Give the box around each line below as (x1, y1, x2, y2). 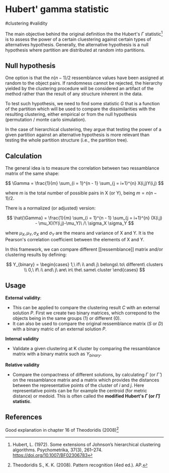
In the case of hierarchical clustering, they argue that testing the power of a (5, 126, 162, 132)
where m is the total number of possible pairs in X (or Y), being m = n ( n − (5, 190, 157, 196)
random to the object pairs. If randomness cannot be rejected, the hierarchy (5, 80, 162, 86)
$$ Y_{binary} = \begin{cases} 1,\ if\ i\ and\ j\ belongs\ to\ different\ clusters (6, 261, 163, 267)
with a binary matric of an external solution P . (12, 326, 107, 332)
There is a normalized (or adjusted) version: (5, 205, 96, 211)
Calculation (5, 152, 42, 160)
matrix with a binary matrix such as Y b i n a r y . (12, 351, 102, 358)
